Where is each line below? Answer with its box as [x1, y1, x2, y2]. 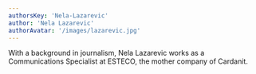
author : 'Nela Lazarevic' [8, 19, 94, 27]
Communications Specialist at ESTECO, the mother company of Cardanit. [8, 56, 249, 66]
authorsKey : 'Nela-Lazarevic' [8, 11, 109, 20]
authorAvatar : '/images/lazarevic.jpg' [8, 26, 141, 34]
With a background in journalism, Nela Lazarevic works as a [8, 49, 205, 58]
